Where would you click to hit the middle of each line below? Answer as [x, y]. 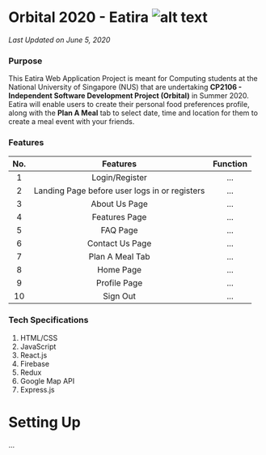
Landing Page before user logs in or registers [119, 191]
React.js [34, 355]
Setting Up [44, 423]
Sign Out [119, 296]
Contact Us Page [120, 243]
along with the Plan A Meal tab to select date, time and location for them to [133, 113]
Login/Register [120, 177]
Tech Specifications [49, 320]
